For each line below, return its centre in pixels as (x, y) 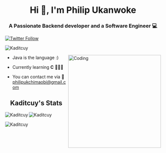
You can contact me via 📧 (38, 77)
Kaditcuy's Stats (36, 103)
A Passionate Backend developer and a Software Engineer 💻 (83, 26)
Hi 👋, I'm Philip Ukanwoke (83, 10)
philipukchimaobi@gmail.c (39, 82)
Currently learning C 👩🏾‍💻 (38, 67)
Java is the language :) (35, 58)
